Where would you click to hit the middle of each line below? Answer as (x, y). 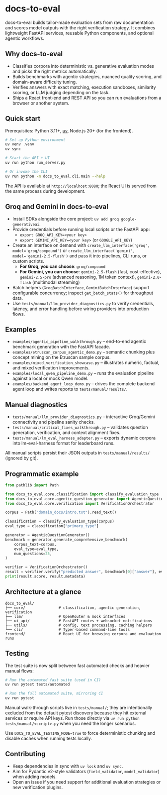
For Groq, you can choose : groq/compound (63, 266)
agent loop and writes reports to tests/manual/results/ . (70, 389)
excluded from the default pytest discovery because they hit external (76, 713)
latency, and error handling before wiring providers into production (81, 309)
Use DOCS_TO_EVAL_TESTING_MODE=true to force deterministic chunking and (80, 733)
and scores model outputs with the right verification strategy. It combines (80, 27)
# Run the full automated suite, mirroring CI (54, 693)
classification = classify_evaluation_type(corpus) (60, 521)
